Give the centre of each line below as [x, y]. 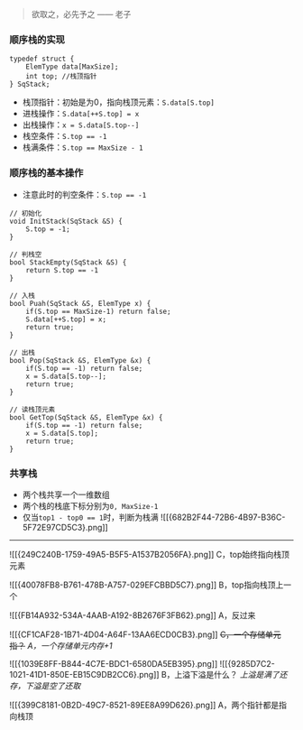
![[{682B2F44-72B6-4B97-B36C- [223, 517]
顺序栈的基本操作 [46, 173]
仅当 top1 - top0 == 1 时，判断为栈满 [91, 517]
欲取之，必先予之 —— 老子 [81, 14]
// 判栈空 [26, 254]
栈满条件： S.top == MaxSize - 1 [83, 147]
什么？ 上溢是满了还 [250, 674]
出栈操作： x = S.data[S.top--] [81, 125]
